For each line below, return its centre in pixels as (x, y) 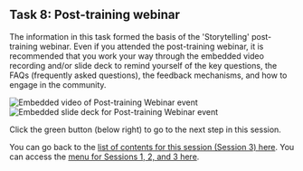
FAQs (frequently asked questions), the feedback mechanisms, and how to (148, 75)
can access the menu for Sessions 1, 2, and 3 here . (104, 157)
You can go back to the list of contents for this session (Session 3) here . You (152, 147)
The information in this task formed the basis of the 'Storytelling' (130, 36)
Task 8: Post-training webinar (95, 15)
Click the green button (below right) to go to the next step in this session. (146, 129)
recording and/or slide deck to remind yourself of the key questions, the (143, 65)
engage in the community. (58, 84)
